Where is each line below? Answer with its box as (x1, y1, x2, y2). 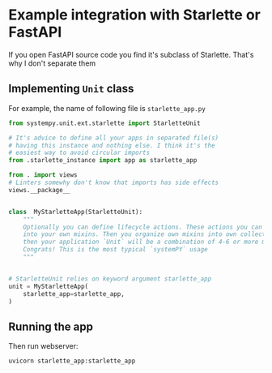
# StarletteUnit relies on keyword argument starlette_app (8, 274, 212, 283)
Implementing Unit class (8, 82, 134, 96)
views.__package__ (8, 186, 70, 194)
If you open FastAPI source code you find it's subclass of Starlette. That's (8, 49, 254, 59)
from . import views (8, 171, 79, 179)
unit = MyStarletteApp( (8, 282, 89, 290)
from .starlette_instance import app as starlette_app (8, 156, 198, 165)
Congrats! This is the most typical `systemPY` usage (23, 246, 208, 254)
